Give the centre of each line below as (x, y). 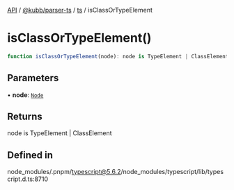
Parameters (33, 78)
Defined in (30, 155)
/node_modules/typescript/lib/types (172, 172)
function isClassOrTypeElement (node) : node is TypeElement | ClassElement (118, 56)
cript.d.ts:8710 (28, 179)
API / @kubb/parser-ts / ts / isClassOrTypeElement (80, 10)
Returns (25, 117)
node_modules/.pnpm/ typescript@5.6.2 (64, 172)
